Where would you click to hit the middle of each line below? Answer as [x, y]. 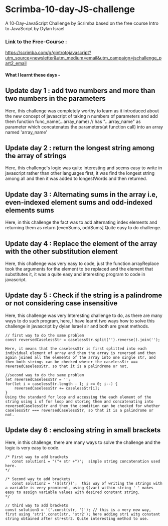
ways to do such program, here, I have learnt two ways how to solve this [80, 320]
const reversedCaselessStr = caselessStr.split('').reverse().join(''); [83, 340]
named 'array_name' [26, 132]
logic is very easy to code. [32, 447]
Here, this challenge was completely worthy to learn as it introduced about [82, 111]
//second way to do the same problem [45, 375]
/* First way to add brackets [37, 457]
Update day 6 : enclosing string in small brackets [83, 430]
